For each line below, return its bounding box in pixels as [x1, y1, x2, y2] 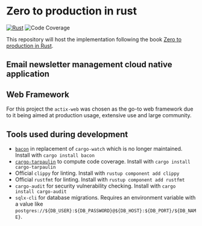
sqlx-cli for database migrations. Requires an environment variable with [14, 194, 196, 201]
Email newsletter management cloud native [6, 60, 172, 70]
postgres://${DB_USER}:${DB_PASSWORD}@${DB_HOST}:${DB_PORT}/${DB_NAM [14, 207, 197, 214]
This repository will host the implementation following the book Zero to [6, 35, 182, 43]
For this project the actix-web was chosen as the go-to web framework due [6, 105, 194, 112]
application [6, 69, 50, 79]
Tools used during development [6, 129, 128, 139]
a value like [14, 200, 43, 207]
